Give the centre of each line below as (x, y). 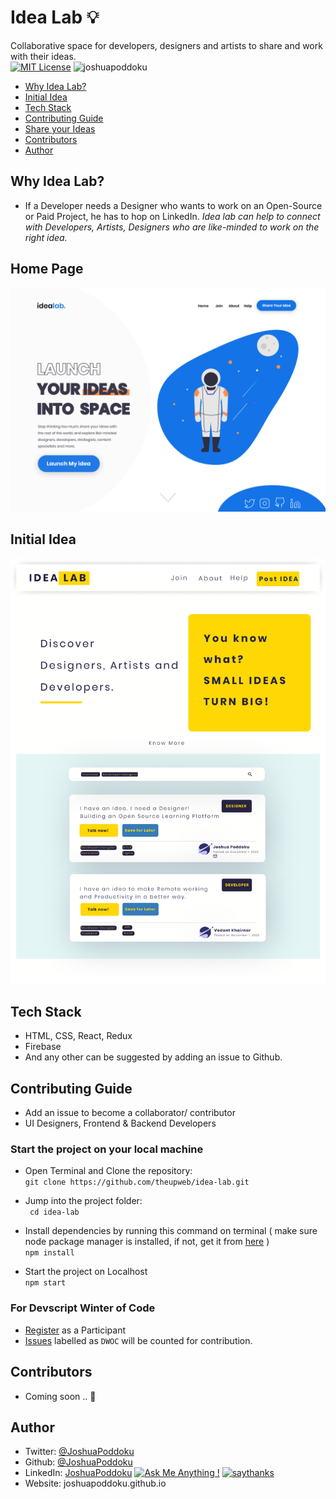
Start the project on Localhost (86, 1272)
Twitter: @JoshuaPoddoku (79, 1452)
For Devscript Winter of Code (83, 1308)
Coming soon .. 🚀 (60, 1396)
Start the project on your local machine (107, 1149)
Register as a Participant (75, 1330)
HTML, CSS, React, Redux (78, 1036)
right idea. (46, 237)
